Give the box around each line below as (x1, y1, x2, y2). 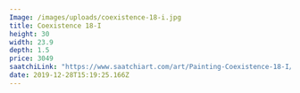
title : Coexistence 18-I (9, 21, 102, 30)
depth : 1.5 (9, 46, 50, 55)
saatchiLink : (9, 63, 58, 72)
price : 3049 (9, 54, 54, 63)
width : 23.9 (9, 37, 54, 47)
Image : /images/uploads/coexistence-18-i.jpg (9, 12, 181, 22)
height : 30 (9, 29, 50, 38)
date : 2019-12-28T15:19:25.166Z (9, 71, 129, 80)
